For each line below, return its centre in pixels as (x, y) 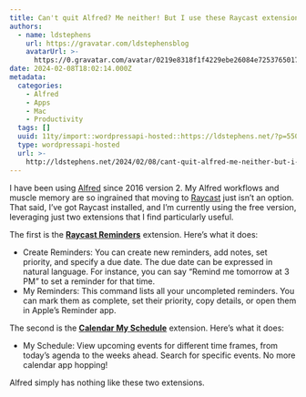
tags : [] (34, 128)
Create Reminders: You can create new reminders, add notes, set (145, 252)
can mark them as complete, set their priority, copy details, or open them (159, 300)
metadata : (28, 77)
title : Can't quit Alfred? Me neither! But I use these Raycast (134, 18)
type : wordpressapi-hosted (69, 145)
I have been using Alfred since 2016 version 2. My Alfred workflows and (144, 188)
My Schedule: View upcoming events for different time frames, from (150, 345)
